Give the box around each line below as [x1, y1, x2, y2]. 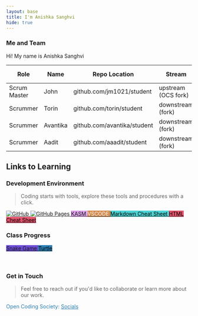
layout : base [6, 8, 38, 15]
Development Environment [6, 179, 84, 187]
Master [9, 91, 29, 99]
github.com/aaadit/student [73, 138, 147, 146]
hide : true [6, 19, 33, 25]
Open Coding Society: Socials [6, 302, 79, 310]
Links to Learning [6, 162, 71, 172]
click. [20, 199, 34, 206]
